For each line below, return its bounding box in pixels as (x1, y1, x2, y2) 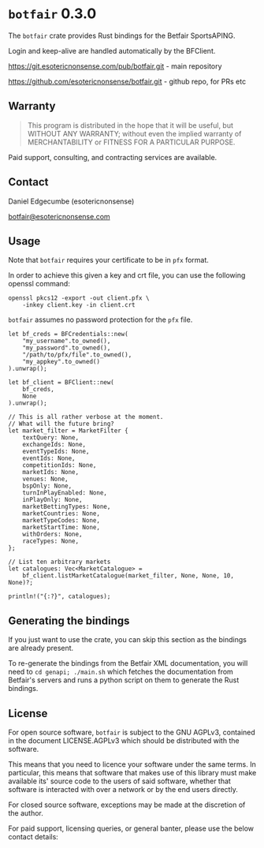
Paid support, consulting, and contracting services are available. (8, 152, 218, 162)
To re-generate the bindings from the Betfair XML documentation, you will (8, 659, 248, 668)
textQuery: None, (22, 434, 80, 442)
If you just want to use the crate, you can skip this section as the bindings (8, 635, 247, 644)
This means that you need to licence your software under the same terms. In (8, 760, 256, 769)
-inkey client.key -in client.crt (22, 301, 136, 309)
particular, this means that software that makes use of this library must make (8, 768, 257, 777)
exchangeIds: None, (22, 441, 87, 449)
